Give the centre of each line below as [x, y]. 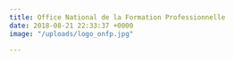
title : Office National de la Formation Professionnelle [117, 17]
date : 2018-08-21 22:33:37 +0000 [71, 26]
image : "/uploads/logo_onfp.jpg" [71, 34]
